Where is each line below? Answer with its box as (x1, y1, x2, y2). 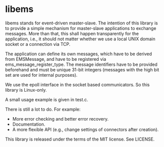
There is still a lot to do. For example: (5, 106, 81, 112)
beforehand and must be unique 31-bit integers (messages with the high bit (5, 66, 160, 73)
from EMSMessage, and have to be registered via (5, 56, 106, 62)
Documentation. (12, 121, 46, 127)
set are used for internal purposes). (5, 72, 78, 78)
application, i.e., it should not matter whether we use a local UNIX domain (5, 36, 156, 42)
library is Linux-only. (5, 87, 47, 93)
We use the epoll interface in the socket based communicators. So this (5, 81, 150, 88)
